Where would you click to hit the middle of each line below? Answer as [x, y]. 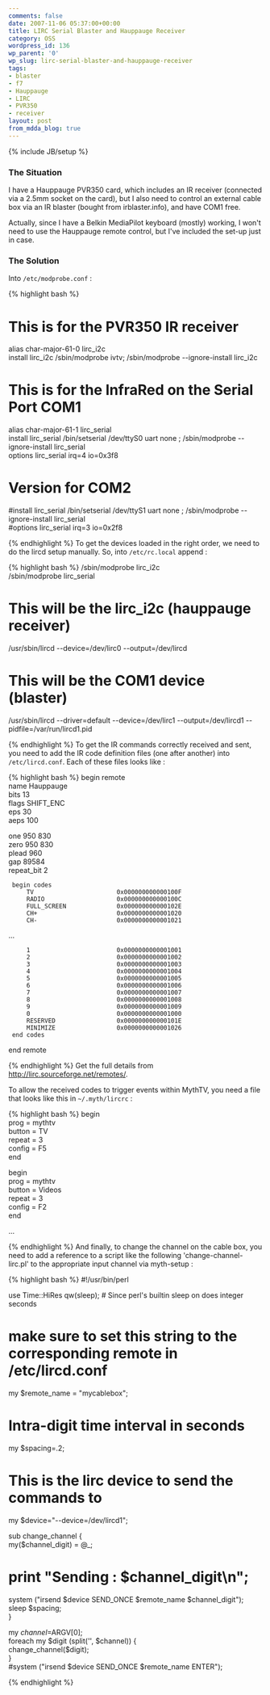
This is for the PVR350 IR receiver [124, 327]
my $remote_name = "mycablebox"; [69, 1393]
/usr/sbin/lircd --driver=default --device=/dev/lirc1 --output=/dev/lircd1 [126, 720]
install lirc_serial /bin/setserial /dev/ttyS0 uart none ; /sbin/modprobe [122, 438]
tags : [17, 69]
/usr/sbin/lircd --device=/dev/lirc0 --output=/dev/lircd [98, 648]
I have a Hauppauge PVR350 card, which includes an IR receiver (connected [135, 190]
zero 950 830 [31, 845]
